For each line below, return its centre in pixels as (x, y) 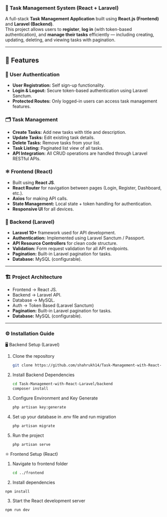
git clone (23, 365)
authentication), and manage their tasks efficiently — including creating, (80, 35)
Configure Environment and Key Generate (55, 398)
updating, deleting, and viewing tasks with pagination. (60, 40)
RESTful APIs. (26, 159)
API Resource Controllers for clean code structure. (65, 243)
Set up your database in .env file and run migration (64, 416)
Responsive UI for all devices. (43, 209)
